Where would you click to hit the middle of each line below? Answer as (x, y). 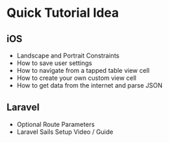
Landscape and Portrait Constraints (68, 55)
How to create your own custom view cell (76, 78)
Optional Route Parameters (56, 124)
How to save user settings (54, 63)
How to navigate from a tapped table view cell (83, 70)
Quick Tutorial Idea (63, 13)
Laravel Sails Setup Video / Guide (65, 132)
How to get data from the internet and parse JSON (89, 85)
